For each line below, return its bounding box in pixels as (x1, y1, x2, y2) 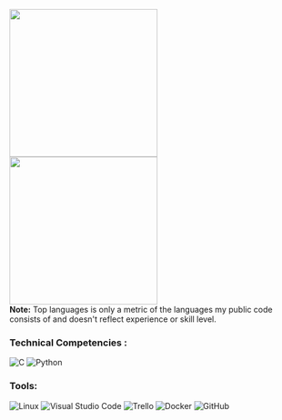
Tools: (9, 380, 38, 393)
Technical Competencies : (9, 336, 127, 349)
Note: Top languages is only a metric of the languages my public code (9, 305, 273, 315)
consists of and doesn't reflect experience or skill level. (9, 314, 217, 325)
